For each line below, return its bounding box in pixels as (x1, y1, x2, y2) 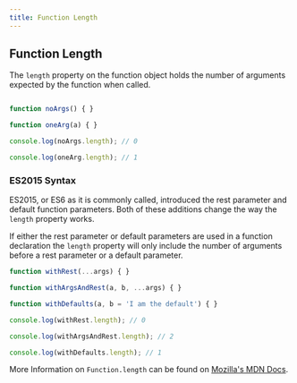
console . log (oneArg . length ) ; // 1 (9, 153, 139, 162)
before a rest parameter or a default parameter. (9, 250, 183, 260)
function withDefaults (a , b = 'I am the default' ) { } (9, 299, 218, 309)
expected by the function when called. (9, 80, 151, 90)
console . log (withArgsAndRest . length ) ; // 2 (9, 332, 174, 341)
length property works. (9, 214, 95, 225)
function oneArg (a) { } (9, 121, 98, 130)
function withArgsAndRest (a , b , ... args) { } (9, 284, 182, 293)
